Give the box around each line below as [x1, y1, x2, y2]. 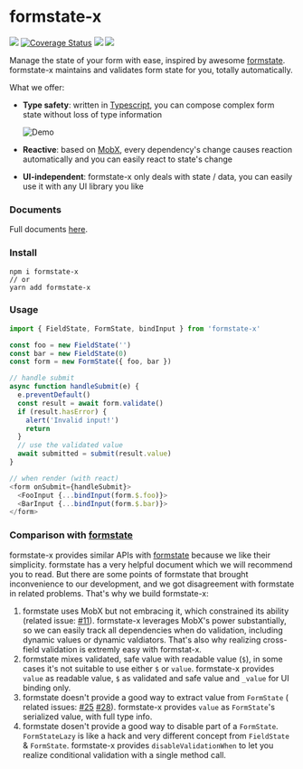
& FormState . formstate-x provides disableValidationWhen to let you [22, 739, 274, 751]
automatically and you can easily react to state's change [22, 154, 233, 164]
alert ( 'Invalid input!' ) [25, 416, 119, 425]
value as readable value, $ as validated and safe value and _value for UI [22, 672, 289, 683]
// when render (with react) [9, 474, 119, 483]
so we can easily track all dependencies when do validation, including [22, 624, 283, 635]
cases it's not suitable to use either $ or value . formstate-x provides [22, 662, 275, 674]
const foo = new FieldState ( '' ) [9, 341, 131, 350]
